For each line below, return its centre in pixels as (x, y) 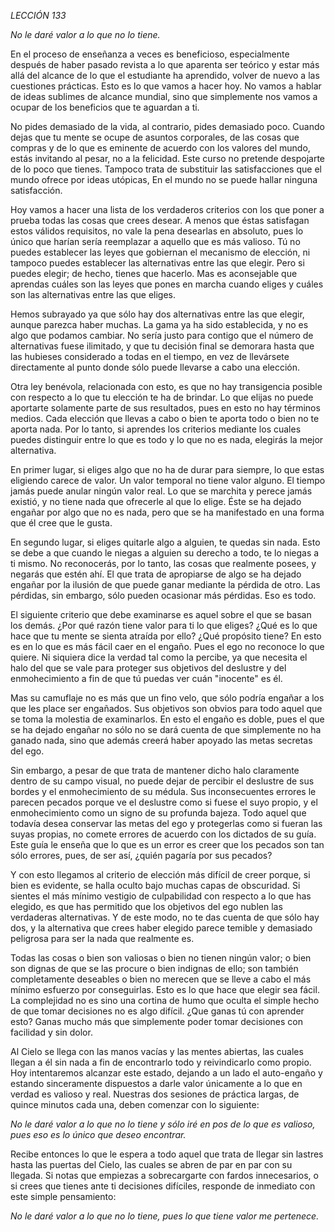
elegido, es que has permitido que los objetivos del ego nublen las (146, 906)
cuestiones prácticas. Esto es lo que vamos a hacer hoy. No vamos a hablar (166, 86)
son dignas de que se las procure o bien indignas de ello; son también (154, 968)
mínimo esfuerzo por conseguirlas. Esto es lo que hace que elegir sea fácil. (165, 989)
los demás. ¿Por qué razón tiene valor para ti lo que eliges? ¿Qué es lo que (164, 625)
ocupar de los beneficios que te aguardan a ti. (105, 107)
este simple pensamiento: (63, 1196)
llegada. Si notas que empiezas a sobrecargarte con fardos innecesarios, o (164, 1175)
